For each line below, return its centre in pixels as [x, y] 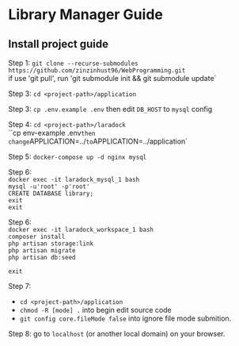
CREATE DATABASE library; [51, 194]
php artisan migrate [42, 251]
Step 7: [20, 286]
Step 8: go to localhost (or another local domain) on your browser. [117, 334]
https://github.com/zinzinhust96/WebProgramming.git [97, 71]
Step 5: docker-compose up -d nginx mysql [78, 157]
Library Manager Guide [86, 15]
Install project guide [59, 44]
